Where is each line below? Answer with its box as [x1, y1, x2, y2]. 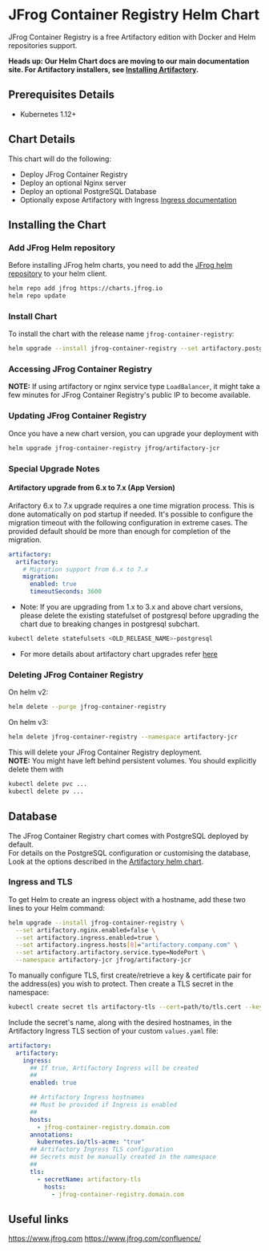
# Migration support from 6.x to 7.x [22, 565, 149, 573]
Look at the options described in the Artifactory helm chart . [8, 856, 204, 866]
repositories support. [8, 40, 78, 50]
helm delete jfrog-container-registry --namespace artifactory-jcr [8, 733, 239, 741]
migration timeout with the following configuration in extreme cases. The [8, 517, 248, 527]
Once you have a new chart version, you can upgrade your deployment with [8, 428, 259, 438]
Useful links [8, 1213, 70, 1226]
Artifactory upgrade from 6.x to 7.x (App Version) [8, 483, 176, 492]
